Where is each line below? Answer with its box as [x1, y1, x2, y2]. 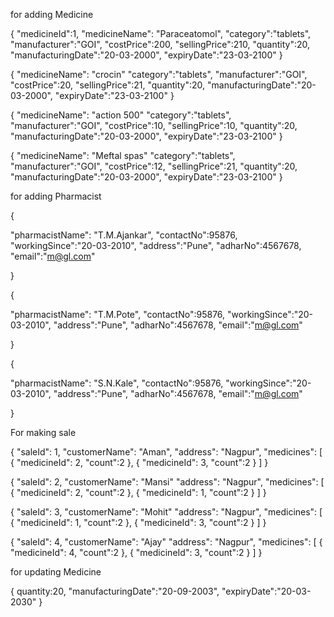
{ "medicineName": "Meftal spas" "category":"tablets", [10, 150, 236, 161]
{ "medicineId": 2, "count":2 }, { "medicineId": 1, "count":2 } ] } [10, 487, 267, 498]
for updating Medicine [10, 566, 102, 578]
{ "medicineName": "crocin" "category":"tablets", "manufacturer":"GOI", [10, 69, 308, 80]
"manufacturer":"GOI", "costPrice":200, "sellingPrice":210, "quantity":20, [10, 39, 311, 50]
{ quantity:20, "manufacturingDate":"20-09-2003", [10, 585, 220, 597]
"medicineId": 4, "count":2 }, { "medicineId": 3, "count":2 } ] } [10, 547, 263, 558]
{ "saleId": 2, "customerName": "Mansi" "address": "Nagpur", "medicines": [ [10, 476, 325, 488]
